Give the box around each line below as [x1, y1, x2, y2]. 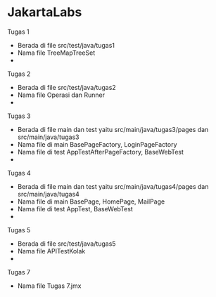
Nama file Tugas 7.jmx [17, 282, 82, 290]
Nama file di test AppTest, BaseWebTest [17, 204, 134, 213]
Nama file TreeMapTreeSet [17, 48, 96, 57]
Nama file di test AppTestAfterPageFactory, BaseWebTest [17, 147, 184, 156]
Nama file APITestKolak [17, 246, 86, 255]
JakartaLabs [7, 4, 82, 20]
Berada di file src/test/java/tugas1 [17, 41, 115, 49]
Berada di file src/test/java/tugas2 [17, 83, 116, 91]
